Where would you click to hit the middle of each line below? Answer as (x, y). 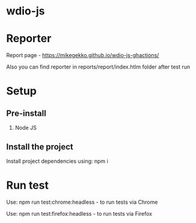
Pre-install (26, 113)
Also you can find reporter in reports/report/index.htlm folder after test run (98, 67)
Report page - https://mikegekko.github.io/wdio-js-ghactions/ (83, 55)
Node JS (26, 128)
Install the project (40, 146)
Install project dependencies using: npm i (57, 161)
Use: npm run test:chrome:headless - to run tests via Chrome (82, 202)
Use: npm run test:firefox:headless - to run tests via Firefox (79, 213)
